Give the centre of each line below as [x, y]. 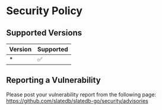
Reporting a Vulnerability [53, 80]
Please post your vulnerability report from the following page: [81, 94]
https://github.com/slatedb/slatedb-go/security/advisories [77, 101]
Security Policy [45, 11]
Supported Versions [44, 33]
